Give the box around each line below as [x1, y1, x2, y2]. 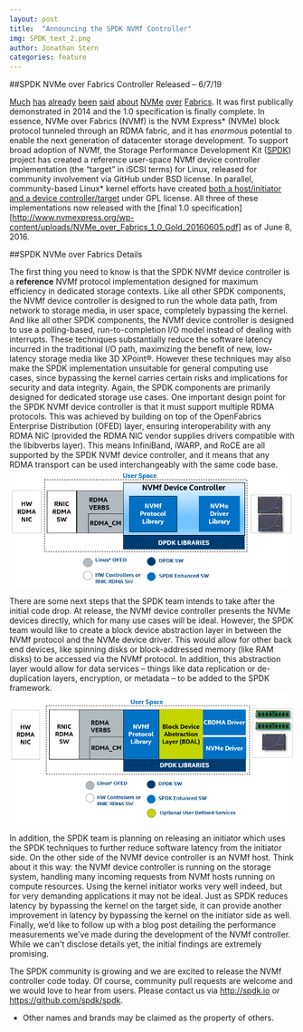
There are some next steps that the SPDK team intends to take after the [9, 595, 276, 607]
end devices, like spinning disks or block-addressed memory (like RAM [9, 644, 274, 655]
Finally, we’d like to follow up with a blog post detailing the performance [9, 919, 277, 930]
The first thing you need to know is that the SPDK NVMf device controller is [9, 267, 290, 277]
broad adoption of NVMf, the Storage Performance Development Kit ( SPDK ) [9, 145, 291, 156]
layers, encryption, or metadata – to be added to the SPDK [52, 672, 270, 684]
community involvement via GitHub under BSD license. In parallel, [9, 173, 254, 185]
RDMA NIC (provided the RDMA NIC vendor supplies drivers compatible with [9, 431, 295, 442]
